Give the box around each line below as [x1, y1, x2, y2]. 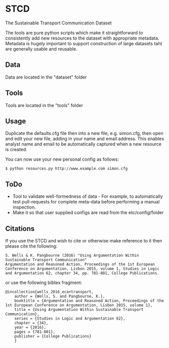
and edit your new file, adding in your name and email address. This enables [5, 135, 164, 142]
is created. [5, 147, 28, 153]
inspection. [12, 204, 36, 211]
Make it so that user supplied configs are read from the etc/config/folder [12, 210, 164, 216]
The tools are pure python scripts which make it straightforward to [5, 29, 143, 36]
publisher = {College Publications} [14, 334, 92, 339]
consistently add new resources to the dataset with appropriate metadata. [5, 35, 159, 41]
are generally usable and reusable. [5, 46, 77, 52]
